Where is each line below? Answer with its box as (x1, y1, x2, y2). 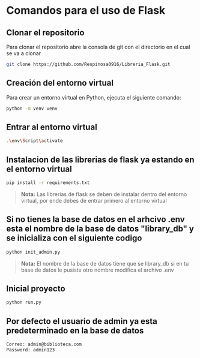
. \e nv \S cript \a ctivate (6, 138, 63, 144)
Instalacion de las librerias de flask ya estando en (6, 154, 195, 165)
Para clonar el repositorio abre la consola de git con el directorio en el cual (6, 43, 190, 50)
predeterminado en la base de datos (6, 325, 144, 336)
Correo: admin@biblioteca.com (6, 341, 82, 348)
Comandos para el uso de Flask (6, 4, 166, 17)
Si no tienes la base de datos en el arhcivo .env (6, 214, 185, 225)
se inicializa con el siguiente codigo (6, 233, 142, 243)
